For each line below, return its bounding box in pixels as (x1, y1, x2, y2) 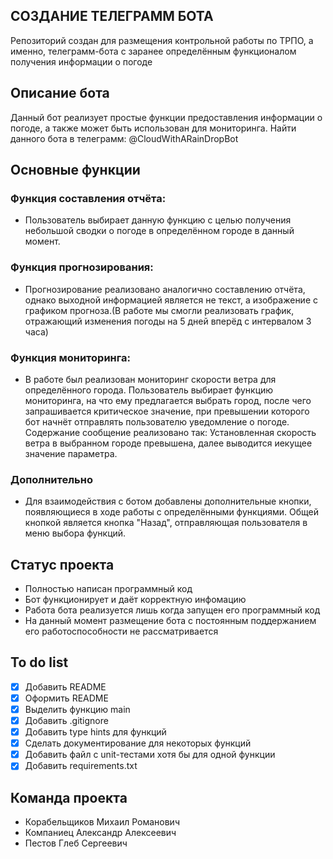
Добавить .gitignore (24, 715, 109, 727)
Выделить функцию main (24, 703, 131, 715)
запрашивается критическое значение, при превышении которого (24, 405, 310, 417)
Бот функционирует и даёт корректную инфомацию (24, 594, 247, 606)
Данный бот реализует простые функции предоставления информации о (10, 111, 323, 123)
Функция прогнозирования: (10, 260, 154, 274)
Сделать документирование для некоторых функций (24, 737, 252, 749)
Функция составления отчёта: (10, 191, 167, 205)
